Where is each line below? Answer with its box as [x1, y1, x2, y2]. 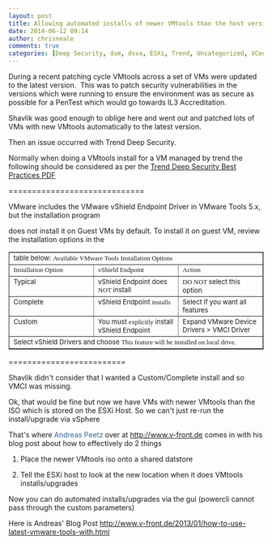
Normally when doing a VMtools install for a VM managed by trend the [8, 153, 243, 163]
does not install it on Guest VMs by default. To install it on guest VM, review [8, 226, 261, 236]
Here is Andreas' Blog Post [8, 519, 99, 528]
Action [182, 266, 201, 274]
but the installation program [8, 210, 101, 219]
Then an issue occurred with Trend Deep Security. [8, 138, 176, 147]
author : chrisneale [8, 34, 74, 43]
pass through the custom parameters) [8, 503, 135, 512]
